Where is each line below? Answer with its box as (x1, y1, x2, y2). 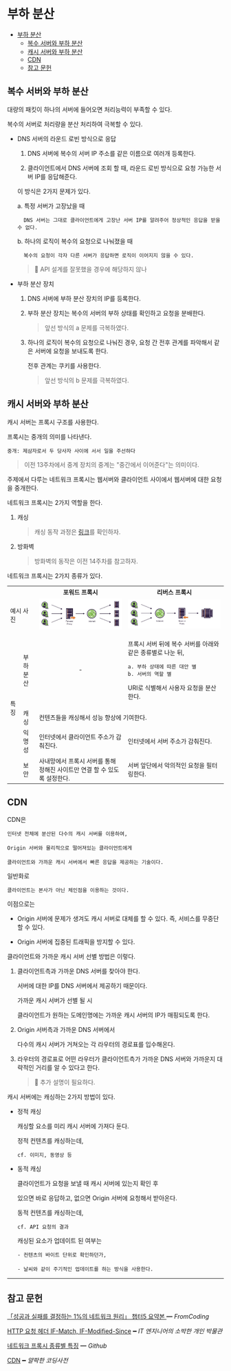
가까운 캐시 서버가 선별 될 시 (16, 996, 93, 1004)
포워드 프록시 (63, 588, 98, 597)
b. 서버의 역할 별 (127, 670, 172, 677)
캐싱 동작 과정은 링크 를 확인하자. (34, 528, 121, 536)
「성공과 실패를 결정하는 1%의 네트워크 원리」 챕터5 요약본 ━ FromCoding (7, 1312, 210, 1320)
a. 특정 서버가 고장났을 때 (16, 201, 85, 210)
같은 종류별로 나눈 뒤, (127, 648, 184, 657)
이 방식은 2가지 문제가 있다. (16, 187, 91, 195)
